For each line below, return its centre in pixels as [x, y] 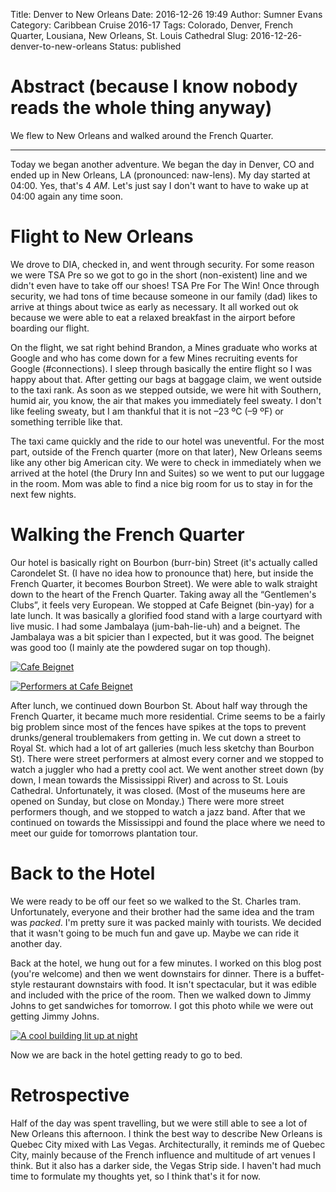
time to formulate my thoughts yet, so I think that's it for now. [135, 1176]
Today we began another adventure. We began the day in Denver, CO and [162, 164]
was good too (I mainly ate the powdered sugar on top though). [141, 647]
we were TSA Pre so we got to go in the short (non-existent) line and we [159, 275]
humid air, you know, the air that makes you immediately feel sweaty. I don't [166, 400]
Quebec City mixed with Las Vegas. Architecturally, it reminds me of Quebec [168, 1144]
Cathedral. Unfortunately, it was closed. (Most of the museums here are [158, 790]
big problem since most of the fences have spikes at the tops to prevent [158, 726]
